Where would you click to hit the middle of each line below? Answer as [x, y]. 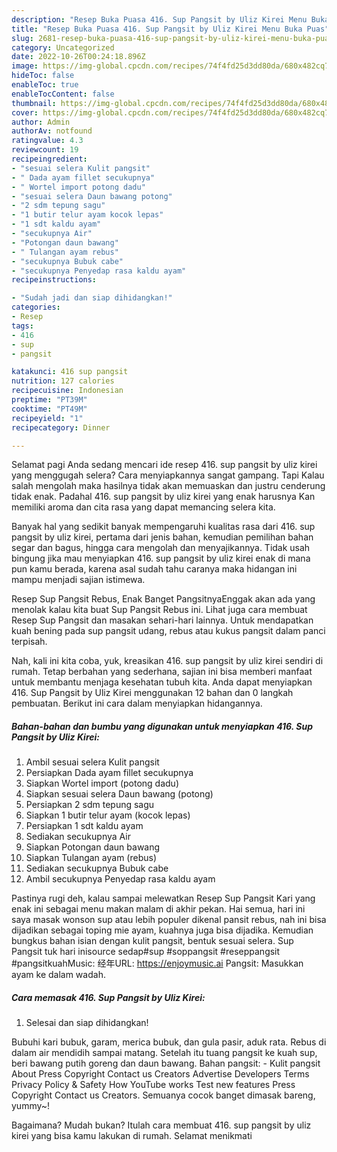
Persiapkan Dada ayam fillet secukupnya [109, 773]
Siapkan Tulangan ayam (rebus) [91, 858]
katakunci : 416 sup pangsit [70, 372]
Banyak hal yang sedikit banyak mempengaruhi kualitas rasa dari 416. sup [163, 527]
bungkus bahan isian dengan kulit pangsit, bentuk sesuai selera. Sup [152, 941]
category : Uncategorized [63, 47]
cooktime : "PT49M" [49, 409]
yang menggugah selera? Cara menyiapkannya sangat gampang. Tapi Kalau [168, 475]
